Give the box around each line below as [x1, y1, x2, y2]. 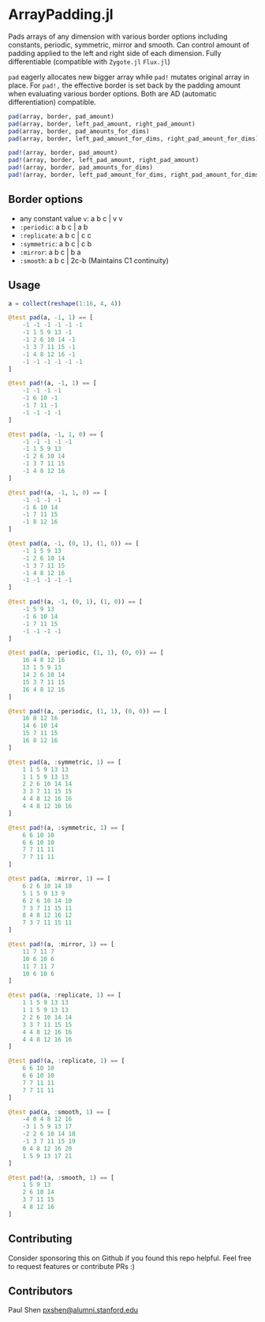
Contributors [8, 1285, 73, 1298]
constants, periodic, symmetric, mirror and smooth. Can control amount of [8, 39, 250, 49]
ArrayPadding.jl [8, 6, 114, 24]
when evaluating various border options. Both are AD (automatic [8, 88, 217, 98]
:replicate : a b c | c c [19, 231, 92, 240]
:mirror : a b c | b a [19, 247, 81, 257]
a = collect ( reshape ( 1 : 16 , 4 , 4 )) [8, 299, 122, 307]
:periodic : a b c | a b [19, 222, 88, 231]
